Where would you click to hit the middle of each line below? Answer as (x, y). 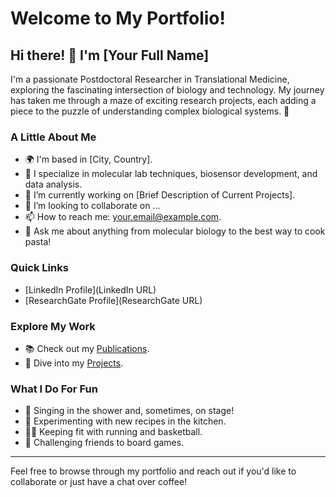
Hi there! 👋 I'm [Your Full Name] (110, 55)
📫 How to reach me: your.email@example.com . (123, 217)
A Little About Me (53, 137)
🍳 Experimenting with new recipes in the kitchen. (125, 421)
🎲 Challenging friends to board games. (104, 443)
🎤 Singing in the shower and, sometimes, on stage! (129, 411)
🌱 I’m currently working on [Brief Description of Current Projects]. (160, 195)
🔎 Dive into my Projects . (74, 363)
